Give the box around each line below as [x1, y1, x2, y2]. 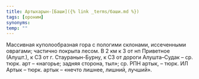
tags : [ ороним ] [6, 14, 44, 20]
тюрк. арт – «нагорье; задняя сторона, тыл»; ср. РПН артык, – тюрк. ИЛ [6, 60, 188, 67]
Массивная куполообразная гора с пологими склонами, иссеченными [6, 41, 186, 48]
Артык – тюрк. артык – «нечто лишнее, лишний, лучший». [6, 66, 153, 74]
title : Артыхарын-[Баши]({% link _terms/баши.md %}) [6, 8, 140, 15]
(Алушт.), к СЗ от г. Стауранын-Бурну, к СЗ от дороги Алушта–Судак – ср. [6, 54, 193, 61]
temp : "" [6, 25, 28, 31]
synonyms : [6, 19, 31, 25]
